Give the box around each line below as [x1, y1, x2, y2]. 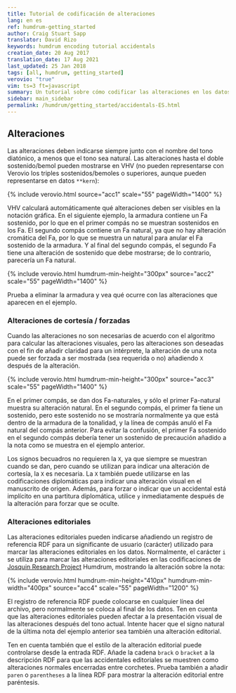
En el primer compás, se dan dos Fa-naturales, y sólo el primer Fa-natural [7, 396, 221, 404]
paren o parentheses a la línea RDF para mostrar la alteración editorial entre [7, 671, 224, 679]
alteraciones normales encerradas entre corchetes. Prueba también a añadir [7, 663, 228, 672]
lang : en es [7, 17, 42, 24]
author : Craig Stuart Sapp [7, 30, 86, 37]
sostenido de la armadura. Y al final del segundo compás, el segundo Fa [7, 240, 216, 250]
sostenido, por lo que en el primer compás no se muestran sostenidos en [7, 219, 219, 227]
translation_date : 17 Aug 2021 [7, 56, 99, 63]
